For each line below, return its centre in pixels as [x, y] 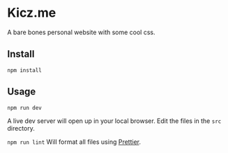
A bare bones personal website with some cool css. [81, 32]
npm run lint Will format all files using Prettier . [74, 142]
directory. [21, 128]
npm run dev [24, 108]
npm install [24, 70]
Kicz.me [32, 13]
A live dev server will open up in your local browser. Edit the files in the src [114, 121]
